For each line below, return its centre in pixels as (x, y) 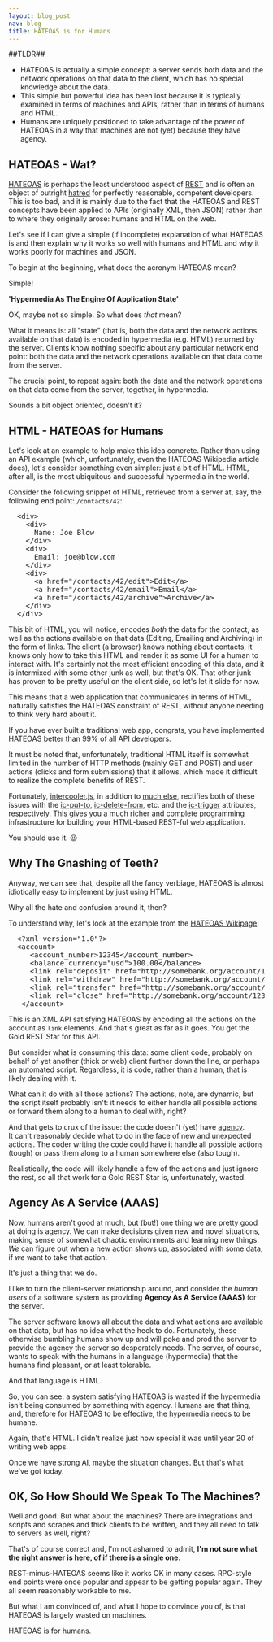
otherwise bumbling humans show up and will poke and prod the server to (133, 1339)
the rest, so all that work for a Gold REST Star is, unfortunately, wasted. (127, 1177)
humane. (23, 1422)
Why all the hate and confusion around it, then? (87, 907)
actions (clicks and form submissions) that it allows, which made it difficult (133, 772)
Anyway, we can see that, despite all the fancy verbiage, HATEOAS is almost (136, 882)
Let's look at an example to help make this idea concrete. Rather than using (134, 451)
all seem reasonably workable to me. (70, 1591)
